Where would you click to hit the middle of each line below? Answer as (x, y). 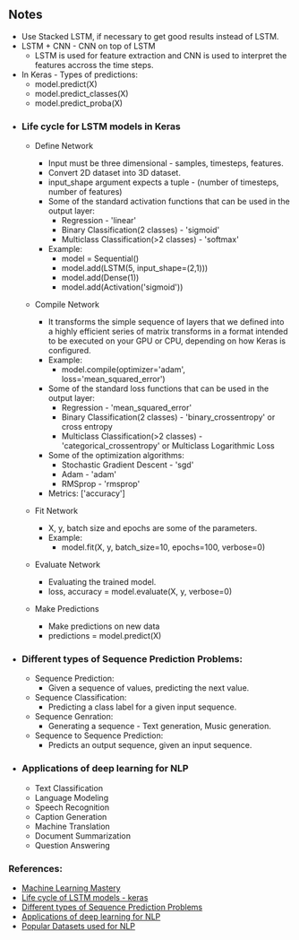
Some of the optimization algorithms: (116, 456)
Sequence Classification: (81, 698)
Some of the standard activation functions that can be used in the (169, 202)
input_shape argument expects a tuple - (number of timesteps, (163, 182)
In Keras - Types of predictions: (80, 74)
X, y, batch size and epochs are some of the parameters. (153, 528)
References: (36, 868)
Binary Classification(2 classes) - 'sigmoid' (141, 230)
